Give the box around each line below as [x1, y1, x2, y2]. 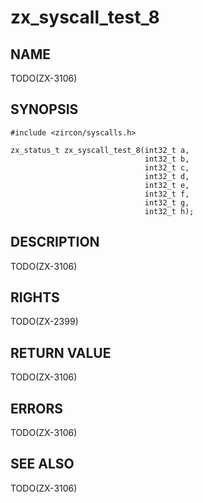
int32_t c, [144, 162, 190, 173]
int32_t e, [144, 180, 190, 190]
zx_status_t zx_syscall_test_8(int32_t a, [10, 145, 190, 155]
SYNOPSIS [10, 101, 79, 118]
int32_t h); [144, 206, 195, 216]
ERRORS [10, 400, 64, 417]
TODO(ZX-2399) [10, 316, 79, 328]
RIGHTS [10, 289, 60, 306]
